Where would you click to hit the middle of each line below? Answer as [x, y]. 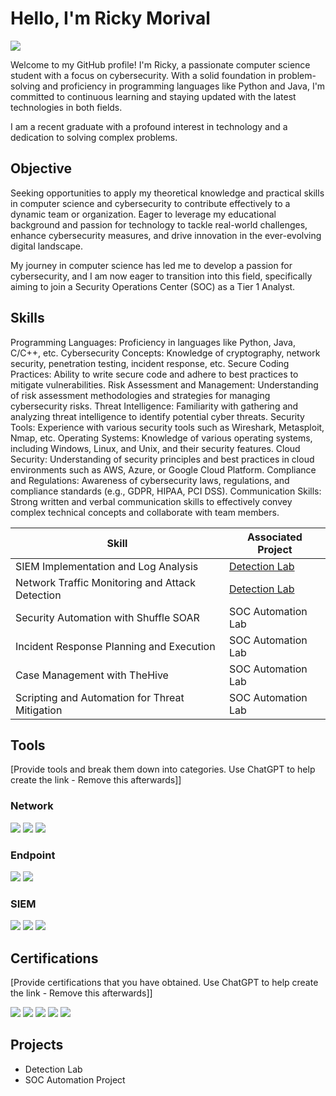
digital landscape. [47, 246]
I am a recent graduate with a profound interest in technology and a [149, 126]
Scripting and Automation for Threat [100, 697]
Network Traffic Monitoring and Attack [105, 582]
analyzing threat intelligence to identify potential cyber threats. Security [157, 416]
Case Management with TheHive [92, 675]
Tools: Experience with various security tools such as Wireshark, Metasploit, [167, 427]
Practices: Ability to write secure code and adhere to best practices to [154, 374]
